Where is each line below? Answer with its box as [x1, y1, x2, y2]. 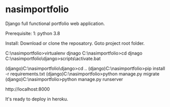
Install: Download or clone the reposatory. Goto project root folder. [5, 40, 145, 46]
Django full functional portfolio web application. [5, 20, 105, 26]
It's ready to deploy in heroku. [5, 96, 68, 102]
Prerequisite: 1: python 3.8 [5, 30, 60, 36]
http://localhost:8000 [5, 86, 50, 92]
